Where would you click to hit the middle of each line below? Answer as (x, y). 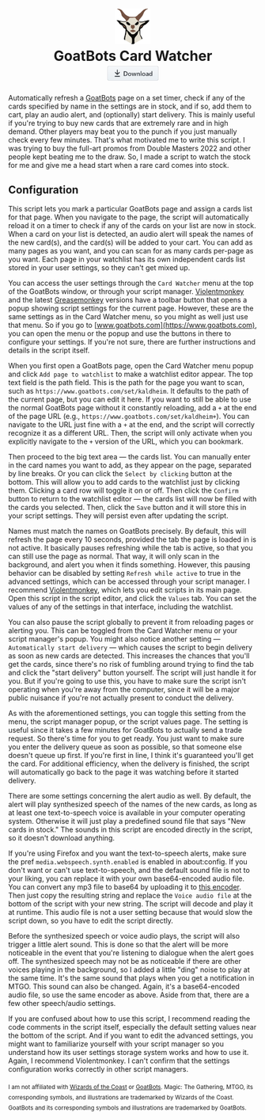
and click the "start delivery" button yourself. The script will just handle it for (132, 672)
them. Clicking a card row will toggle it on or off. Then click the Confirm (123, 490)
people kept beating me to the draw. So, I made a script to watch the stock (130, 156)
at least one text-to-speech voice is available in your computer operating (127, 813)
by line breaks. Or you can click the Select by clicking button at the (120, 474)
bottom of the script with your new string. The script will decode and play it (131, 904)
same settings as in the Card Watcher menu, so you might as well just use (128, 317)
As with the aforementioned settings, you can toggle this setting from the (127, 714)
